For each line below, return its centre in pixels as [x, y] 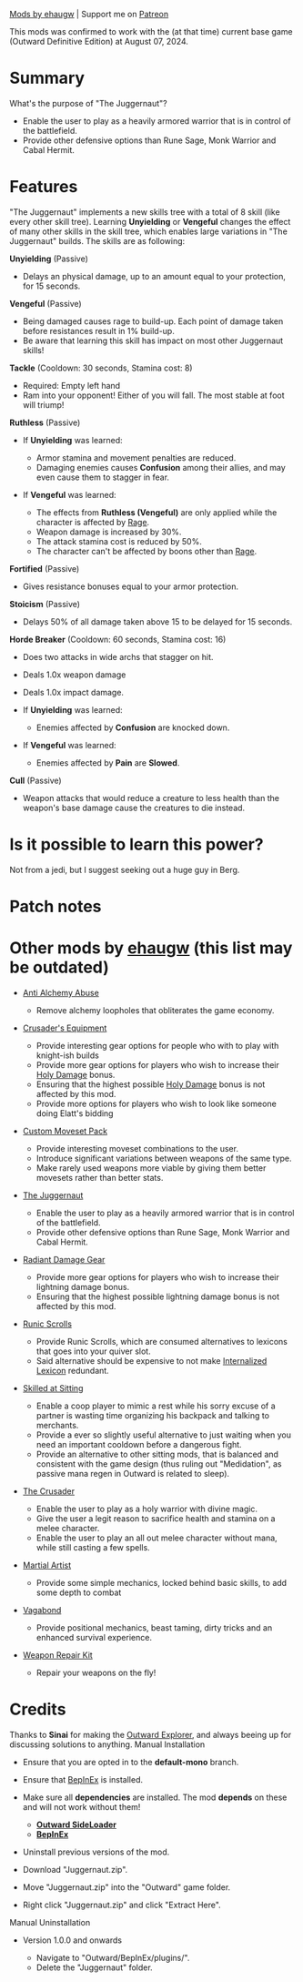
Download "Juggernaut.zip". [75, 1869]
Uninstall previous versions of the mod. [96, 1852]
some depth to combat [79, 1592]
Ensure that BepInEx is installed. [83, 1779]
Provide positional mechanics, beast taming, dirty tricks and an [154, 1627]
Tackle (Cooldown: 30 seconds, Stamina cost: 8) [101, 368]
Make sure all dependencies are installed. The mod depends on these [155, 1797]
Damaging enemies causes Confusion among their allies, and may [161, 467]
